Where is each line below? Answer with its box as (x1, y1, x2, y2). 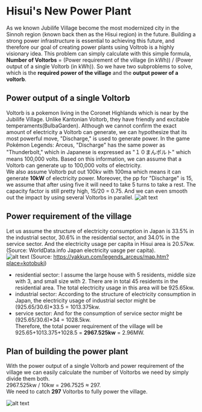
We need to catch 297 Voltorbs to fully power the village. (6, 388, 148, 395)
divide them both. (6, 375, 50, 382)
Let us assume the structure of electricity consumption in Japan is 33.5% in (6, 227, 194, 234)
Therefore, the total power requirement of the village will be (14, 322, 163, 330)
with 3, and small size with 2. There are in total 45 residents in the (14, 277, 178, 285)
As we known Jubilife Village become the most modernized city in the (6, 24, 180, 31)
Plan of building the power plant (6, 346, 128, 356)
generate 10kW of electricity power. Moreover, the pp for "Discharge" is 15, (6, 174, 193, 182)
